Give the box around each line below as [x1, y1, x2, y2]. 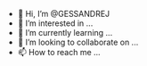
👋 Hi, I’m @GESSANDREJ [17, 9, 110, 19]
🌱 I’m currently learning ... [17, 28, 113, 37]
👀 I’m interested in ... [17, 18, 94, 29]
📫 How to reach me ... [17, 47, 101, 57]
